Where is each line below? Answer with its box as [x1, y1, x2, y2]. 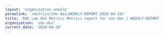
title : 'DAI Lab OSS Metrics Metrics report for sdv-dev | [5, 16, 129, 21]
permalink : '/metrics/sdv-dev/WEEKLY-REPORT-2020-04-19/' [5, 12, 126, 16]
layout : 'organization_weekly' [5, 7, 69, 12]
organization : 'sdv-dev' [5, 20, 56, 25]
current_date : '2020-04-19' [5, 25, 63, 30]
